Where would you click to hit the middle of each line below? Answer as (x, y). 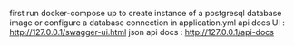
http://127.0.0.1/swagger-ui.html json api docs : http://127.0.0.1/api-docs (142, 32)
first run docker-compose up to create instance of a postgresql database (146, 13)
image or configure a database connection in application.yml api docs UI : (147, 23)
